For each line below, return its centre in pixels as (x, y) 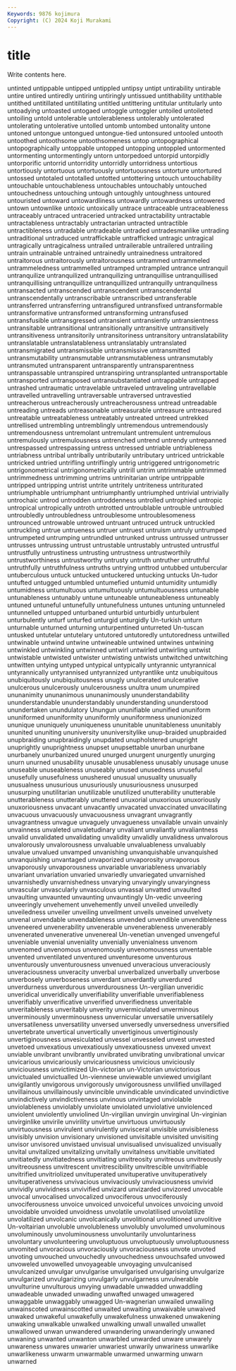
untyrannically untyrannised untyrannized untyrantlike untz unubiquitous (113, 672)
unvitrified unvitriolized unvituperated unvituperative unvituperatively (107, 1174)
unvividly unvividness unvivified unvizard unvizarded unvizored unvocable (115, 1189)
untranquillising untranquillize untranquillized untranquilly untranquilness (113, 283)
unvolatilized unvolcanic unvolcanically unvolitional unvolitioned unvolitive (114, 1219)
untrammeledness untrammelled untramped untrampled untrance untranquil (118, 268)
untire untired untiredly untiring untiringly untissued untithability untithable (115, 96)
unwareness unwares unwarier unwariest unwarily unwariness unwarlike (113, 1346)
